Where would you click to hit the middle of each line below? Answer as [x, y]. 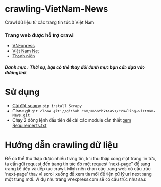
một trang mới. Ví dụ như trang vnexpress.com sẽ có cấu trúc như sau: [76, 179]
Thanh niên [23, 56]
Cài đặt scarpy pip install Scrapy [47, 105]
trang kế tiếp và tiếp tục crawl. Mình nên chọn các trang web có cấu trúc [78, 168]
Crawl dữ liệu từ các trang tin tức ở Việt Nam [50, 22]
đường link [16, 72]
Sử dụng [22, 92]
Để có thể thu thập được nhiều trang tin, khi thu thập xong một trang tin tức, [81, 158]
